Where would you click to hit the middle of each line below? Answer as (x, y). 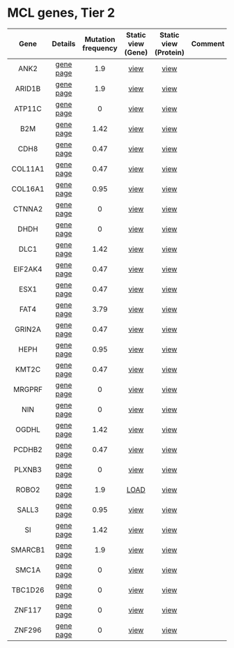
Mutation (100, 39)
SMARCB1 (28, 550)
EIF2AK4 (28, 269)
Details (64, 43)
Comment (208, 43)
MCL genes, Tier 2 (61, 13)
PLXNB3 (28, 469)
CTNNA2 (28, 209)
